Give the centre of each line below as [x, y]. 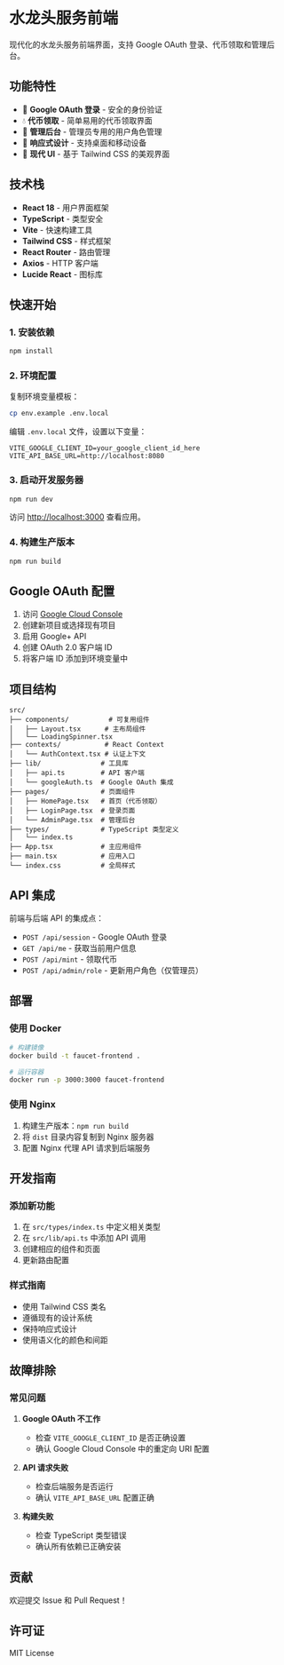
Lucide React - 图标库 [63, 274]
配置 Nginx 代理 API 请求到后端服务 [86, 1147]
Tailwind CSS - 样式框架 [67, 241]
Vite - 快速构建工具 [57, 230]
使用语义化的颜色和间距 [65, 1340]
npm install [31, 352]
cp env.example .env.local [59, 414]
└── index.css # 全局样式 [72, 866]
